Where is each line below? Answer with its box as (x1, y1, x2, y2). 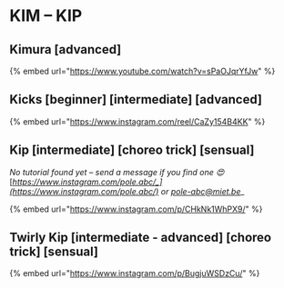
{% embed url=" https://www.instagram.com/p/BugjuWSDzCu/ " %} (9, 268, 260, 279)
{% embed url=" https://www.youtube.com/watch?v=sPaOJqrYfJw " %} (9, 65, 276, 76)
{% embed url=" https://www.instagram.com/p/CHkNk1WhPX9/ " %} (9, 204, 263, 214)
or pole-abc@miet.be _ (160, 185, 245, 196)
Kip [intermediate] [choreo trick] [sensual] (9, 143, 255, 158)
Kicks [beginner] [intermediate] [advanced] (9, 92, 262, 107)
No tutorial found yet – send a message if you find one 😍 (9, 166, 225, 177)
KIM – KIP (9, 5, 83, 26)
